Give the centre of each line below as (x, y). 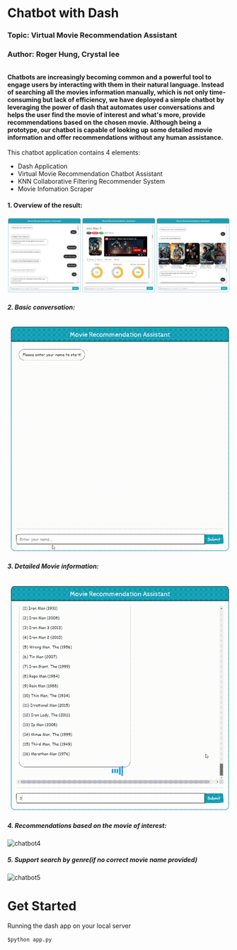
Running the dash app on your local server (69, 926)
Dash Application (42, 166)
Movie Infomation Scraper (55, 189)
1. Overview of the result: (45, 205)
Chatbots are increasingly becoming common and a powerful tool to (110, 77)
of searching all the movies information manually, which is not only (108, 92)
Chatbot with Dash (63, 13)
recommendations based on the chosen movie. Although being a (104, 123)
